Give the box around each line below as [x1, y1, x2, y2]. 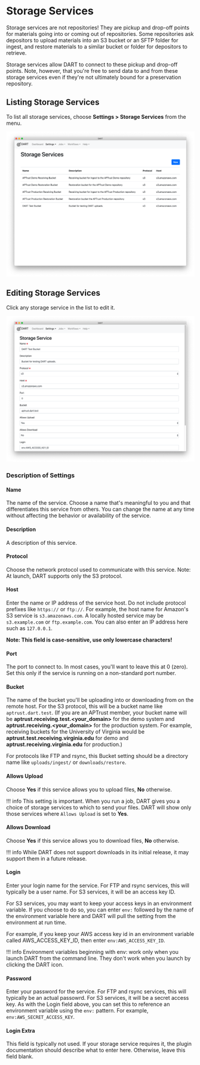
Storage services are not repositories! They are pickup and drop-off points [6, 24, 190, 31]
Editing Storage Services [6, 288, 100, 298]
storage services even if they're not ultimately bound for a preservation [6, 73, 181, 81]
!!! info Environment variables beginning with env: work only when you [6, 948, 179, 955]
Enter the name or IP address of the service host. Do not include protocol [6, 599, 186, 606]
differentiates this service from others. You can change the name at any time [6, 506, 195, 513]
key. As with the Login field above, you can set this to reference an [6, 1000, 170, 1008]
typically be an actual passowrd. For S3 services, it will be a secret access [6, 995, 189, 1002]
